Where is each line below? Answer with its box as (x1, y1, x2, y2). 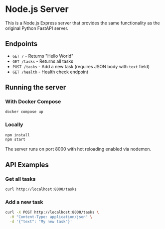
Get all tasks (5, 175, 36, 182)
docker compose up (5, 110, 43, 114)
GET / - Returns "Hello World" (12, 53, 74, 59)
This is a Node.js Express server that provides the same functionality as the (5, 20, 161, 26)
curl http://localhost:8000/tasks (5, 187, 77, 192)
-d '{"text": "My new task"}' (9, 219, 72, 224)
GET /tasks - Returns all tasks (12, 58, 74, 64)
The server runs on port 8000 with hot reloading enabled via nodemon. (5, 146, 152, 152)
